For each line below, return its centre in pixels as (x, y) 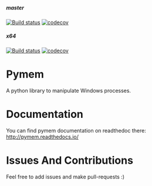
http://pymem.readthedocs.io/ (43, 137)
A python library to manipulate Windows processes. (68, 90)
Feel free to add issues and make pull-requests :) (65, 177)
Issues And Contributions (70, 160)
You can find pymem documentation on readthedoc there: (76, 130)
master (15, 8)
